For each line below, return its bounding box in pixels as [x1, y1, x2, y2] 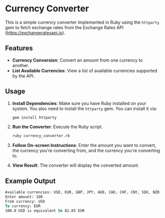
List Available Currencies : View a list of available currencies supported [12, 68, 158, 73]
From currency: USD [5, 199, 45, 204]
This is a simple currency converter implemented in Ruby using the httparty [5, 19, 160, 25]
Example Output [5, 177, 56, 185]
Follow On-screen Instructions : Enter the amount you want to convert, [12, 143, 157, 148]
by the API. [12, 73, 35, 79]
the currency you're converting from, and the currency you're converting [12, 147, 160, 153]
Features [5, 44, 33, 52]
